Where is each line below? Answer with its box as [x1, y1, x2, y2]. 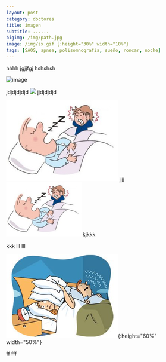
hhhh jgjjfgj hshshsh [6, 65, 55, 72]
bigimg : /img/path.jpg [6, 35, 62, 41]
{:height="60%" [118, 332, 157, 340]
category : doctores [6, 16, 55, 22]
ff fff [6, 350, 17, 358]
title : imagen [6, 22, 42, 28]
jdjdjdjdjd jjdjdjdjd [6, 88, 57, 96]
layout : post [6, 10, 39, 16]
